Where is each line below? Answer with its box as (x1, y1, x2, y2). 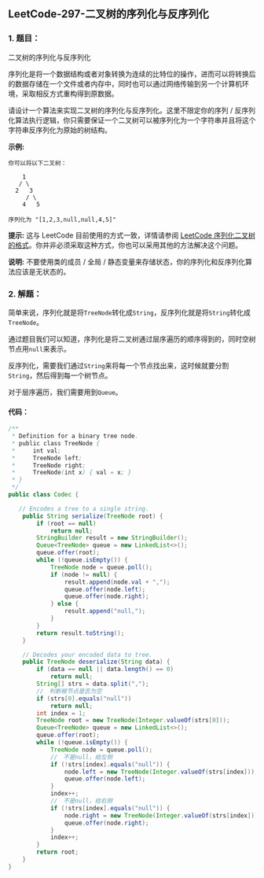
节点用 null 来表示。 (8, 344, 71, 353)
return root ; (36, 848, 79, 856)
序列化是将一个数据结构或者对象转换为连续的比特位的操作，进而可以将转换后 (8, 69, 256, 79)
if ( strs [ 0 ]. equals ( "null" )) (36, 695, 132, 703)
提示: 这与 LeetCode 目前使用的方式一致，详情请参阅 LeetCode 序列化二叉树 (8, 231, 255, 240)
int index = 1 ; (36, 709, 86, 718)
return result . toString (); (36, 629, 125, 637)
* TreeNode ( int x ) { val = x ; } (11, 469, 132, 477)
